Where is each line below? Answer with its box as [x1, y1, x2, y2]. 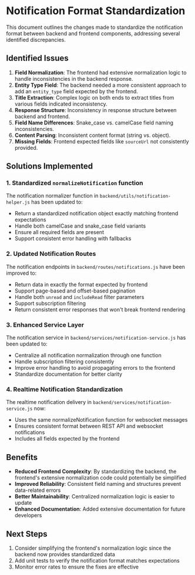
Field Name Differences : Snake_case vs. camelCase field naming [14, 119, 174, 126]
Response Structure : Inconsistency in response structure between [14, 106, 177, 113]
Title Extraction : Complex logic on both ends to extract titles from [14, 94, 174, 101]
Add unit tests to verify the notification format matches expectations [14, 557, 180, 564]
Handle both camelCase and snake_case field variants [14, 222, 146, 229]
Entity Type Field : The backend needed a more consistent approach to [14, 81, 187, 88]
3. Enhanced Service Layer [6, 320, 84, 328]
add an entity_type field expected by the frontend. [14, 87, 138, 95]
